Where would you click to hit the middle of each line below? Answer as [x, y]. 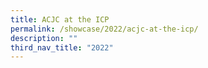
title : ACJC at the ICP [60, 19]
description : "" [44, 38]
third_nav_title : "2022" [62, 47]
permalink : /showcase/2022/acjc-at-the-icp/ [104, 29]
